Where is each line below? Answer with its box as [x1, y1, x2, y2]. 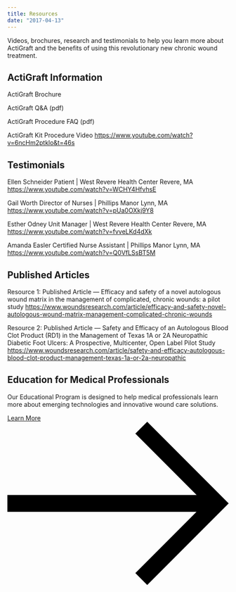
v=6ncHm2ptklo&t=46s [7, 139, 75, 147]
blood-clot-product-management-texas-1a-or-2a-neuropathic [7, 353, 186, 362]
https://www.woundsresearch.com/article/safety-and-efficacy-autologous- [7, 346, 225, 354]
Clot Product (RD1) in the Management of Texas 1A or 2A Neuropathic [7, 331, 209, 339]
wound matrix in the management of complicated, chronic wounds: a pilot [7, 295, 221, 303]
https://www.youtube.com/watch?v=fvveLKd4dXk [7, 227, 152, 236]
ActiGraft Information [7, 71, 103, 83]
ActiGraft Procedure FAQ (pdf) [7, 118, 95, 126]
